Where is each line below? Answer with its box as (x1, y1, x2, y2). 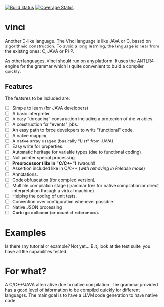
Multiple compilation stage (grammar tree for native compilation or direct (12, 182, 159, 188)
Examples (5, 227, 46, 238)
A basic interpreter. (12, 110, 51, 116)
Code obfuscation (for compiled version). (12, 177, 96, 183)
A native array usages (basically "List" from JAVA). (12, 138, 115, 144)
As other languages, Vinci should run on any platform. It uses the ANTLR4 (5, 58, 154, 64)
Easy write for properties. (12, 143, 64, 149)
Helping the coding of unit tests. (12, 193, 77, 199)
